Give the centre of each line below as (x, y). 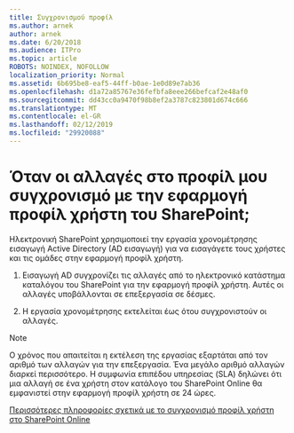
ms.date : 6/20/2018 (45, 42)
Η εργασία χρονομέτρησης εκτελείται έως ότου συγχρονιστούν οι (144, 311)
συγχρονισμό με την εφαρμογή (128, 196)
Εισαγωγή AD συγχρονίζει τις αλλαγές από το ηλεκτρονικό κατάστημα (154, 275)
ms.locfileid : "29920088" (57, 133)
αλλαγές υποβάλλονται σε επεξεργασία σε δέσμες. (119, 294)
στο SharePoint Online (50, 419)
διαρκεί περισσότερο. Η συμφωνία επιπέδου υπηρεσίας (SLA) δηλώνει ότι (146, 374)
